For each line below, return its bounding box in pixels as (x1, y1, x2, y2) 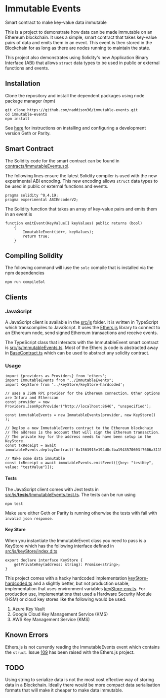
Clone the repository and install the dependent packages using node (5, 92, 145, 98)
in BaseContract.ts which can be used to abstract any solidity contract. (5, 350, 150, 356)
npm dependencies (5, 270, 44, 276)
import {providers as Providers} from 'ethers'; (5, 373, 107, 379)
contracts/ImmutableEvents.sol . (5, 163, 70, 169)
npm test (5, 501, 23, 506)
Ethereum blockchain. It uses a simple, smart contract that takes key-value (5, 34, 157, 40)
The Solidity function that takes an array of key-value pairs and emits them (5, 206, 157, 211)
